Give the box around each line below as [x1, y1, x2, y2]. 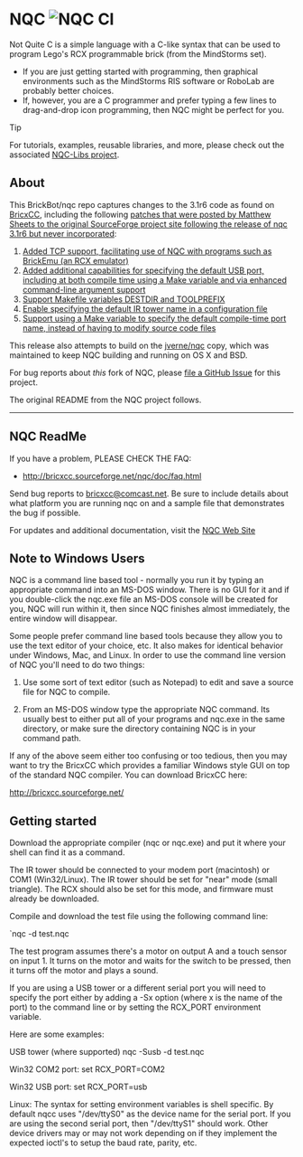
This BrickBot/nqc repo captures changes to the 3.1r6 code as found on [9, 199, 275, 210]
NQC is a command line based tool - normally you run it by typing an [9, 575, 264, 586]
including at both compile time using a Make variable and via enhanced [22, 274, 287, 285]
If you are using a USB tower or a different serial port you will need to [9, 983, 266, 993]
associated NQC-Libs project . [9, 149, 120, 160]
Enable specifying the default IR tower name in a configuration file [22, 303, 268, 314]
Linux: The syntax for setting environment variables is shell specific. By [9, 1099, 274, 1110]
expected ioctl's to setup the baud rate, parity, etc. [9, 1137, 197, 1148]
